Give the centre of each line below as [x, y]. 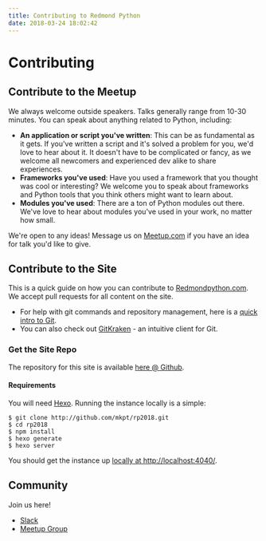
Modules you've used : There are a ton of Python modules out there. [132, 203]
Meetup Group [43, 528]
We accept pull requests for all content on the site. [91, 297]
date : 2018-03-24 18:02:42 [53, 23]
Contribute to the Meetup [72, 92]
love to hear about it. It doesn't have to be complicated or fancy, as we [135, 152]
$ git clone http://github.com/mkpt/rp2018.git [89, 417]
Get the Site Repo [43, 349]
